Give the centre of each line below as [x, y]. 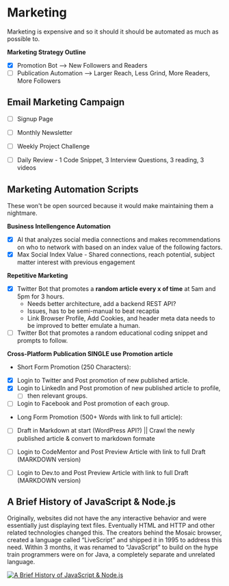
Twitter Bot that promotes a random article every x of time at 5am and [117, 289]
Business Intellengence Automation [59, 226]
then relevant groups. [57, 396]
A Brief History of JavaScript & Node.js [92, 502]
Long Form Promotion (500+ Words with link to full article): [100, 417]
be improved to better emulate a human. [84, 326]
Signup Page [35, 118]
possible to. [24, 38]
